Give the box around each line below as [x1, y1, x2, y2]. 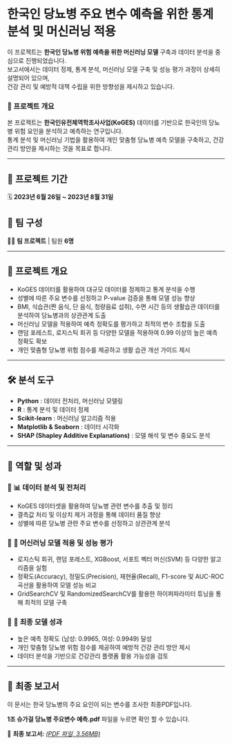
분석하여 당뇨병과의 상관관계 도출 [17, 311, 106, 319]
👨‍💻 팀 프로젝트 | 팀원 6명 [7, 237, 75, 245]
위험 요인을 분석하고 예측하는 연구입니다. [14, 127, 124, 136]
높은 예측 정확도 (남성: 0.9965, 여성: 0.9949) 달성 [17, 634, 153, 643]
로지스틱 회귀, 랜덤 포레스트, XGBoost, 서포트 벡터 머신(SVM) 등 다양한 [17, 555, 209, 564]
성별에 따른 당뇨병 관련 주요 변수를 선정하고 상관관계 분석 [17, 519, 171, 528]
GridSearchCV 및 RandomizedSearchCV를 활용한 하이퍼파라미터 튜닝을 [17, 589, 215, 598]
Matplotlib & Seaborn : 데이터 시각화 [17, 423, 119, 431]
